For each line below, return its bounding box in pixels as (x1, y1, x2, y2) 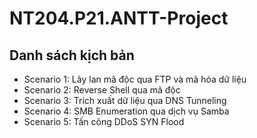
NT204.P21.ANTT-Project (9, 7, 229, 30)
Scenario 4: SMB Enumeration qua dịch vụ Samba (23, 105, 230, 117)
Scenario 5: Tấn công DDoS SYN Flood (23, 116, 185, 127)
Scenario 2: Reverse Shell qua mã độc (23, 84, 181, 96)
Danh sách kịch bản (9, 47, 135, 64)
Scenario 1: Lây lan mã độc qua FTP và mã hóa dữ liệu (23, 73, 247, 85)
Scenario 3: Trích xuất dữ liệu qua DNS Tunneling (23, 95, 227, 106)
